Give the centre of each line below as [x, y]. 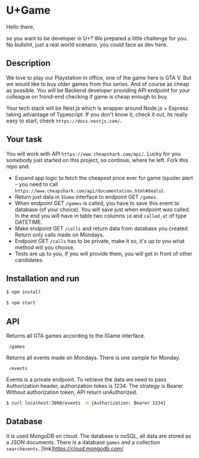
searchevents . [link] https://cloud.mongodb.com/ [65, 448]
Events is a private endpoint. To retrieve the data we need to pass [86, 379]
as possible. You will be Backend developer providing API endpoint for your [98, 90]
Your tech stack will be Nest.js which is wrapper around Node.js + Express [97, 108]
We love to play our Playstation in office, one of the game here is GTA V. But [99, 77]
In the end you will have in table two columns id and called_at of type [101, 216]
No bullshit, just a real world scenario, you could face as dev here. [87, 45]
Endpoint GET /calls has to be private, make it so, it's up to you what [100, 241]
